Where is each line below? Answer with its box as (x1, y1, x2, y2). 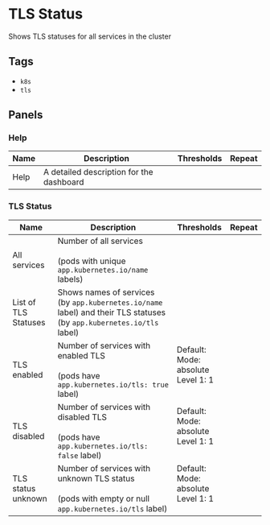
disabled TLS (57, 411, 107, 423)
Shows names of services (57, 287, 155, 298)
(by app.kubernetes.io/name (57, 296, 163, 308)
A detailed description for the (43, 167, 153, 178)
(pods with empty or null (57, 493, 150, 504)
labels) (57, 273, 84, 284)
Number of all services (57, 235, 143, 246)
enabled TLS (57, 349, 106, 361)
